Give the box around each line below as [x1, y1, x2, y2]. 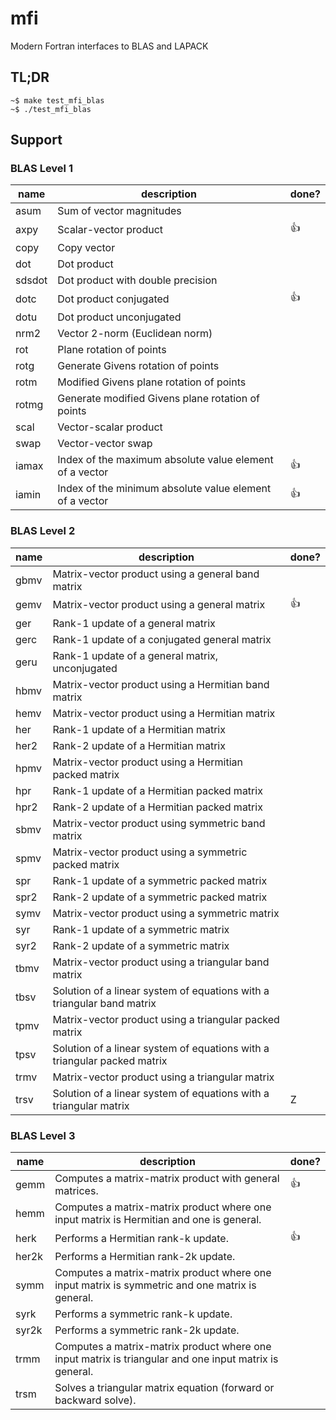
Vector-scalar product [57, 420, 163, 434]
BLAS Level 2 [10, 524, 76, 538]
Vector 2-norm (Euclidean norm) [57, 327, 213, 341]
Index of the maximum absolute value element [57, 453, 274, 467]
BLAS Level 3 [10, 1128, 76, 1142]
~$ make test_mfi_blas [10, 95, 105, 106]
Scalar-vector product [57, 222, 164, 236]
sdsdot [15, 273, 48, 287]
